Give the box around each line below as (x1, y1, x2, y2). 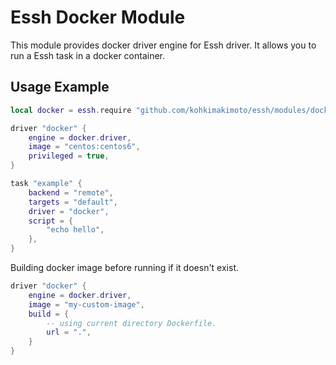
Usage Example (10, 79, 110, 96)
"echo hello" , (46, 225, 105, 235)
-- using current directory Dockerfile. (46, 318, 217, 328)
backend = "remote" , (28, 187, 114, 198)
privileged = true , (28, 151, 110, 161)
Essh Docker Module (10, 6, 186, 29)
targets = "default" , (28, 197, 118, 207)
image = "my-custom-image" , (28, 299, 145, 310)
